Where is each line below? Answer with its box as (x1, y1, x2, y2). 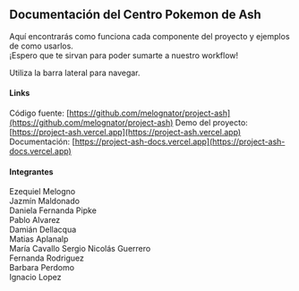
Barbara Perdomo (9, 262, 74, 273)
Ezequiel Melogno (9, 186, 76, 197)
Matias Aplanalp (9, 234, 69, 244)
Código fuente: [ (9, 107, 70, 119)
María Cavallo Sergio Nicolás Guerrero (9, 244, 151, 254)
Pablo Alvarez (9, 215, 61, 226)
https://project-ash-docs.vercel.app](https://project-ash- (74, 136, 286, 147)
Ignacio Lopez (9, 272, 62, 283)
